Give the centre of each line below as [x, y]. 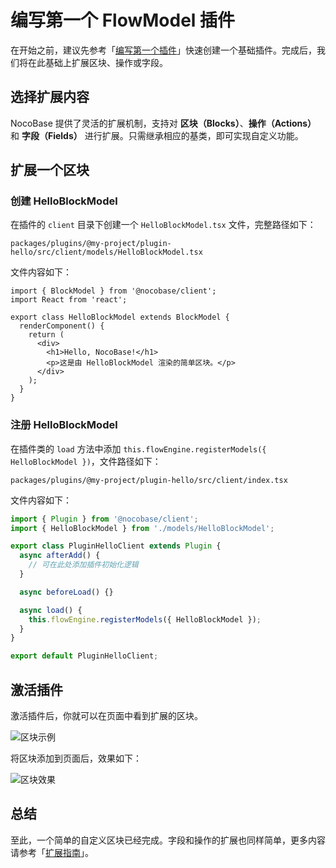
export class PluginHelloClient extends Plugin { [116, 546]
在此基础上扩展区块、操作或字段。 [97, 62]
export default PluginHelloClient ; [84, 656]
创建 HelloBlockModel [64, 201]
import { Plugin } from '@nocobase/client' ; [104, 519]
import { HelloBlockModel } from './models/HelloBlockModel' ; [142, 528]
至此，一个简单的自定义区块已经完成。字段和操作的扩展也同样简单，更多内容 [168, 840]
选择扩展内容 [50, 97]
